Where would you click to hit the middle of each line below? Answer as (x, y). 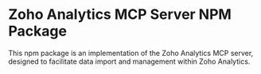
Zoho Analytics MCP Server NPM (120, 15)
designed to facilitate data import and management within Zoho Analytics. (129, 61)
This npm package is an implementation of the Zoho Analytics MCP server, (131, 53)
